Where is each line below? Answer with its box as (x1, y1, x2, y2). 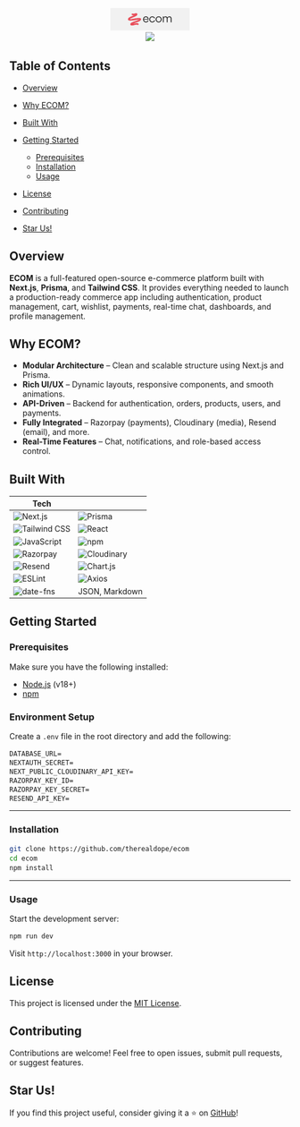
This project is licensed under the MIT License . (9, 997, 182, 1008)
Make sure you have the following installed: (9, 662, 169, 672)
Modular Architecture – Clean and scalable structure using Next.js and (21, 360, 284, 371)
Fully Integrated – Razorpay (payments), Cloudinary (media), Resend (21, 417, 277, 428)
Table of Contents (9, 58, 112, 74)
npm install (9, 864, 54, 873)
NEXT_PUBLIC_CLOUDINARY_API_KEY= (9, 767, 134, 776)
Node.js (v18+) (21, 679, 77, 689)
